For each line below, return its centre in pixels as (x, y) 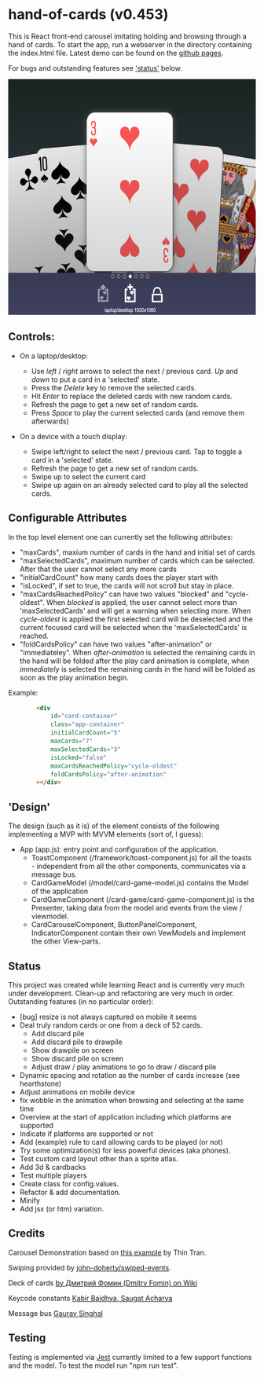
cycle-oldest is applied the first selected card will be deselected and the (136, 619)
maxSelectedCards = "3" (86, 749)
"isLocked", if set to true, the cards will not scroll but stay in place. (126, 585)
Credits (27, 1234)
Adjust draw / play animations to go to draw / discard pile (124, 1067)
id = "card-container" (84, 716)
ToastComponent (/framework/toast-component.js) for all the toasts (141, 858)
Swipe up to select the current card (88, 476)
